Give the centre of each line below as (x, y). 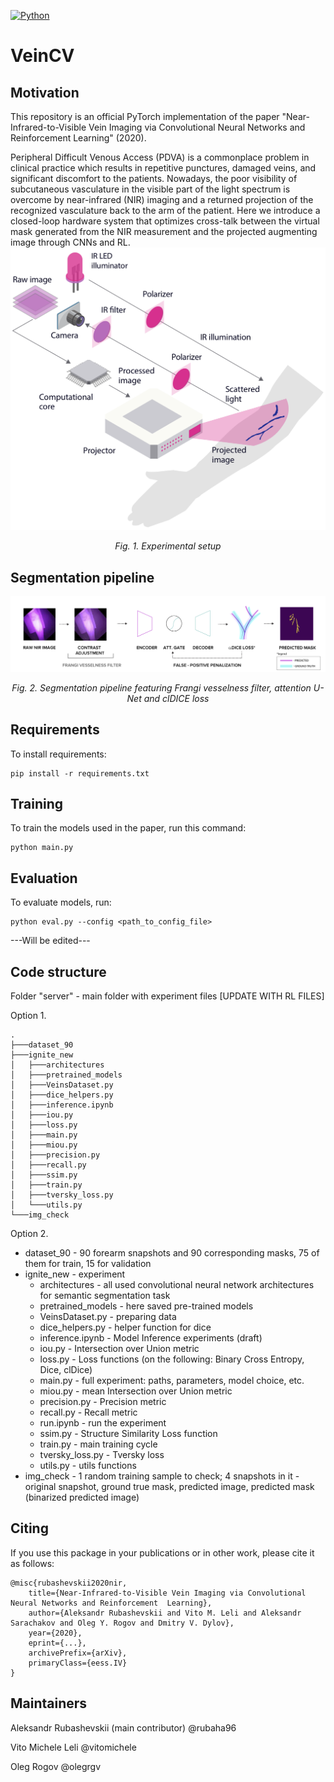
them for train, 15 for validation (88, 1263)
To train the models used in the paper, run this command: (128, 828)
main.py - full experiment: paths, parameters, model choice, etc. (172, 1380)
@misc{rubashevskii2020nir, (69, 1583)
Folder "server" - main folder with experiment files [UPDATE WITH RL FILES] (167, 996)
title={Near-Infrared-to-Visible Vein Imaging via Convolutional (167, 1593)
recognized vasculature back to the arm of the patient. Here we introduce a (165, 210)
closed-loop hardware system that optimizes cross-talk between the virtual (165, 221)
